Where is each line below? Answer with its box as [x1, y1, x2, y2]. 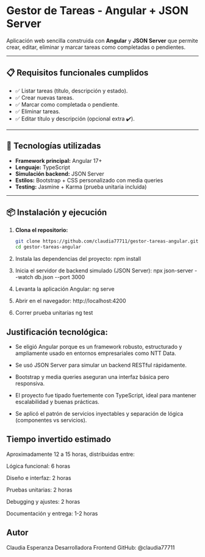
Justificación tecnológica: [6, 327, 109, 337]
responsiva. [15, 379, 45, 387]
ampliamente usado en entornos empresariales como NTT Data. [15, 350, 176, 357]
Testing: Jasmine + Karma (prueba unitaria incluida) [15, 183, 147, 190]
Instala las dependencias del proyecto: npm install [15, 255, 142, 263]
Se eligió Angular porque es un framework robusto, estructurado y [15, 343, 182, 350]
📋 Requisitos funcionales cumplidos [6, 68, 149, 78]
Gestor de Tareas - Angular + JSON [6, 4, 189, 18]
